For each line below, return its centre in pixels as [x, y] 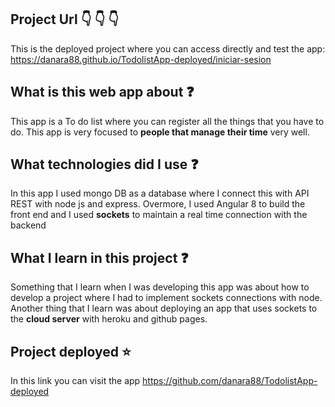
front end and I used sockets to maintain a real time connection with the [159, 215]
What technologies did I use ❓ [104, 164]
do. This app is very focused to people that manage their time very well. [160, 132]
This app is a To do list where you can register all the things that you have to [167, 121]
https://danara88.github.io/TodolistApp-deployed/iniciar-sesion [141, 59]
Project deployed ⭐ [71, 351]
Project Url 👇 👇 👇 [65, 19]
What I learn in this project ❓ [99, 257]
